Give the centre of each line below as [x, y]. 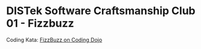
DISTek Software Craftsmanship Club [101, 11]
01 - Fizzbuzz [40, 23]
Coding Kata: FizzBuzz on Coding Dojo [54, 40]
